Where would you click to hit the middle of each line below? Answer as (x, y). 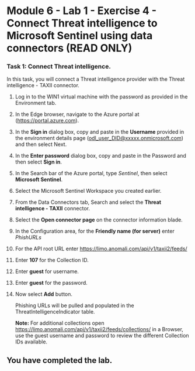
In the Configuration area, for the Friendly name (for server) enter (95, 231)
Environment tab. (36, 103)
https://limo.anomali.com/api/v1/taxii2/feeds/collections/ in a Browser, (99, 329)
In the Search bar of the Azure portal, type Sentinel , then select (91, 173)
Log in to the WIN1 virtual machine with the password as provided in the (101, 97)
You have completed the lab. (60, 360)
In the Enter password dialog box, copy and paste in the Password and (100, 156)
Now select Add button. (43, 294)
